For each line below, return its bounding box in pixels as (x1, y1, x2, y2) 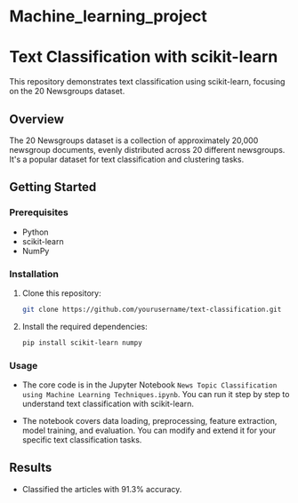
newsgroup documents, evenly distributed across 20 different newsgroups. (9, 144, 286, 155)
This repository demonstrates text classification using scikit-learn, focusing (9, 76, 286, 87)
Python (21, 227, 49, 237)
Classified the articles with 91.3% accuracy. (21, 483, 182, 494)
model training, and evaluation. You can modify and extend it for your (21, 425, 276, 435)
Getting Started (9, 180, 97, 195)
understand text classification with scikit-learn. (21, 398, 194, 409)
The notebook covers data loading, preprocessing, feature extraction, (21, 415, 278, 426)
